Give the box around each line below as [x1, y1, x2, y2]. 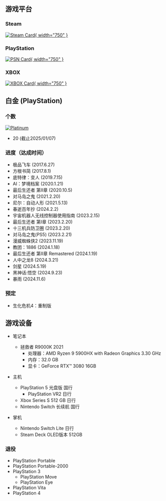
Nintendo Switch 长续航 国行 [20, 403, 80, 410]
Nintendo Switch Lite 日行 [20, 425, 74, 431]
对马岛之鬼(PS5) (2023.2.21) [12, 232, 72, 238]
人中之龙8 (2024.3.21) [12, 257, 59, 263]
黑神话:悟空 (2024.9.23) [12, 270, 62, 276]
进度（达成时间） [5, 149, 47, 156]
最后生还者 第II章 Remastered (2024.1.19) [12, 251, 98, 257]
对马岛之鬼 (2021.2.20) [12, 194, 61, 200]
